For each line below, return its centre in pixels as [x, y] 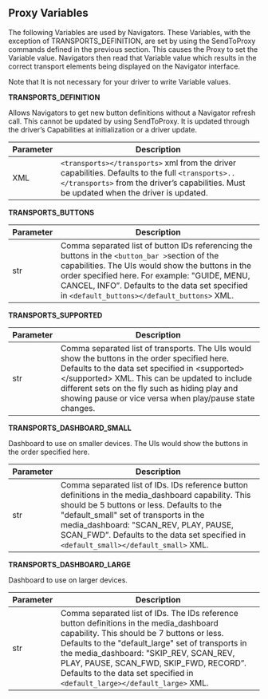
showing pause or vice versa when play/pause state [158, 398]
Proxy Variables [49, 13]
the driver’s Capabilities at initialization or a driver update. [103, 129]
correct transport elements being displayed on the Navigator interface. [124, 66]
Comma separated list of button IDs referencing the [156, 245]
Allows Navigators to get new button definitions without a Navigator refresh [132, 113]
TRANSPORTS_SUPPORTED [55, 315]
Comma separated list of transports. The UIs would [156, 348]
